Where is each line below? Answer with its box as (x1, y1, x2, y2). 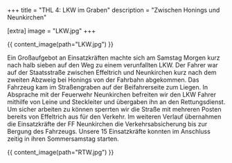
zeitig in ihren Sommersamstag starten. (7, 135, 119, 143)
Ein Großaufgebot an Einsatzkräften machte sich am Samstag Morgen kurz (7, 53, 220, 62)
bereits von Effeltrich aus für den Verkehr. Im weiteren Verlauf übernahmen (7, 112, 222, 121)
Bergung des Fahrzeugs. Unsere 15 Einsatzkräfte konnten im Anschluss (7, 128, 211, 135)
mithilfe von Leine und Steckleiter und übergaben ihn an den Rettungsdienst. (7, 98, 226, 106)
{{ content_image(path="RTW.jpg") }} (7, 148, 114, 156)
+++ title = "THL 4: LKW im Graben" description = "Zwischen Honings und (7, 6, 220, 14)
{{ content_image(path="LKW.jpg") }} (7, 40, 114, 48)
